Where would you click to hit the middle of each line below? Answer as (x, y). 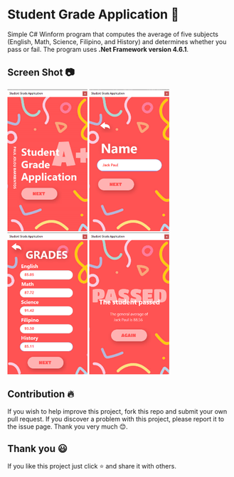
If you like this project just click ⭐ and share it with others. (92, 466)
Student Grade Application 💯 (93, 15)
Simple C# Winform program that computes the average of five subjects (113, 34)
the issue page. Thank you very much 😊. (68, 427)
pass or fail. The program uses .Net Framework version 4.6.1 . (98, 49)
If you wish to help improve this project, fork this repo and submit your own (117, 411)
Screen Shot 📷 (41, 73)
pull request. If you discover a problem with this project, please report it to (116, 419)
